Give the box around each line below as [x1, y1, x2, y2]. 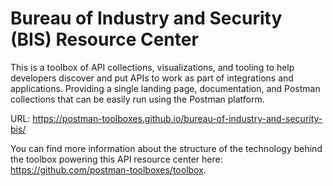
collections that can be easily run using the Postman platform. [10, 93, 265, 105]
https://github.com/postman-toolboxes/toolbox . [10, 163, 207, 176]
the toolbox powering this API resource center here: [10, 153, 223, 165]
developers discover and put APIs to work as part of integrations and [10, 72, 294, 84]
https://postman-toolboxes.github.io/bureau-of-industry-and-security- [32, 112, 323, 124]
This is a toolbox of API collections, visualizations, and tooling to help [10, 61, 295, 73]
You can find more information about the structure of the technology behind [10, 142, 323, 154]
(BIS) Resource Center [10, 28, 199, 51]
